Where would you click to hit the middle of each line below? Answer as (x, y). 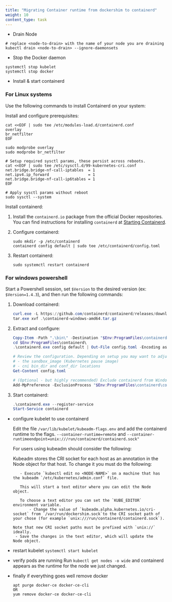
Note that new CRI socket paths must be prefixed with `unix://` (84, 527)
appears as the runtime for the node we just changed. (70, 566)
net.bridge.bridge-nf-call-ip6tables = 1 (50, 179)
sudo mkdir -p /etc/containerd (46, 241)
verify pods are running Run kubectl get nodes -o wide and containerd (88, 560)
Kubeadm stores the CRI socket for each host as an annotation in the (85, 459)
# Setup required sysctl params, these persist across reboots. (75, 161)
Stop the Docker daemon (39, 58)
